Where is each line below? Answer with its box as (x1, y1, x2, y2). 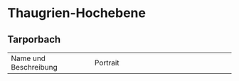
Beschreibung (11, 63, 58, 72)
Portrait (95, 58, 119, 67)
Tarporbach (7, 33, 61, 45)
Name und (11, 53, 46, 63)
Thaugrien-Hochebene (7, 5, 146, 21)
